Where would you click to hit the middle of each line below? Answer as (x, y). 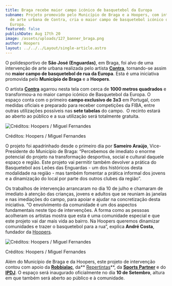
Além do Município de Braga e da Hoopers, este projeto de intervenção (80, 261)
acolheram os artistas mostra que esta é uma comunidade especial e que (83, 215)
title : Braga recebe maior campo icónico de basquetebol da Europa (79, 10)
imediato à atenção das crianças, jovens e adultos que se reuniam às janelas (86, 194)
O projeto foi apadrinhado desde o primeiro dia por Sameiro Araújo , (77, 146)
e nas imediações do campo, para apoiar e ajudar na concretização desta (83, 199)
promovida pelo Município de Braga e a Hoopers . (58, 79)
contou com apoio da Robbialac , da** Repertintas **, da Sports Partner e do (86, 267)
